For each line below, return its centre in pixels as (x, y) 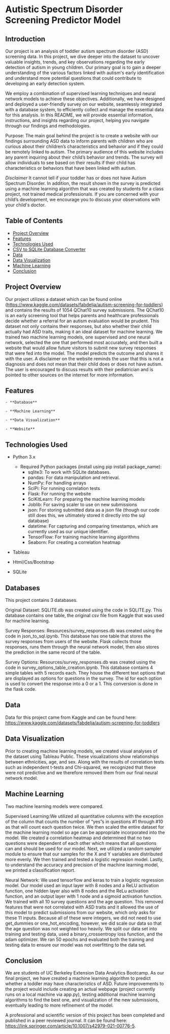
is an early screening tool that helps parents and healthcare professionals (82, 315)
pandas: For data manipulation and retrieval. (74, 478)
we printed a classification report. (40, 870)
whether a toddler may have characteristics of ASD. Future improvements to (84, 984)
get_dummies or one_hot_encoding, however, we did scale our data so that (83, 923)
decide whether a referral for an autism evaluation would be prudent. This (82, 321)
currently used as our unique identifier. (68, 532)
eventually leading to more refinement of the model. (59, 1006)
